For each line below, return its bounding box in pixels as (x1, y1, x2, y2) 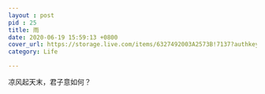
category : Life (8, 48, 58, 56)
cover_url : (8, 41, 44, 49)
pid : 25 (8, 19, 37, 27)
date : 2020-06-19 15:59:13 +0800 (8, 33, 118, 42)
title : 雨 (8, 26, 39, 34)
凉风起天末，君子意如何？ (8, 78, 91, 86)
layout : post (8, 11, 55, 20)
